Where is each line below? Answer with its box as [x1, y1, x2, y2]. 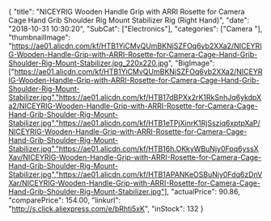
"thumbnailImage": [8, 32, 71, 42]
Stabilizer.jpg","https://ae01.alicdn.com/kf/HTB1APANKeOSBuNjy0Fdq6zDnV [8, 169, 263, 179]
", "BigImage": [167, 58, 215, 68]
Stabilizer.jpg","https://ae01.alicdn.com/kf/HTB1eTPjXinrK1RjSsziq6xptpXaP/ [8, 119, 260, 127]
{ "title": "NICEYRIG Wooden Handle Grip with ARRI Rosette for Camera [8, 7, 245, 16]
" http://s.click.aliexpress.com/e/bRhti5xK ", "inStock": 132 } [8, 204, 204, 213]
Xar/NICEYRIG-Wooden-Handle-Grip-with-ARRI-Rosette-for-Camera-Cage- [8, 178, 261, 188]
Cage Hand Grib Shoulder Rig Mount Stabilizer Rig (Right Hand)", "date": [8, 15, 250, 25]
